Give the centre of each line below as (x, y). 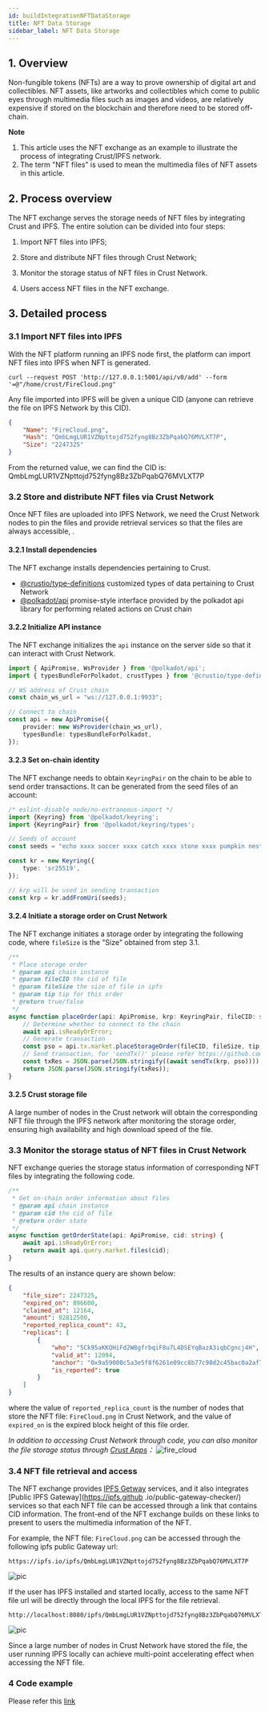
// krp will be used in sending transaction (84, 890)
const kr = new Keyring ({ (51, 861)
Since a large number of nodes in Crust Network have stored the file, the (128, 1646)
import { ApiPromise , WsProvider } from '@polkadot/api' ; (107, 668)
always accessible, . (41, 531)
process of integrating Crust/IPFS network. (90, 156)
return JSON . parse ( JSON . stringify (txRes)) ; (96, 1069)
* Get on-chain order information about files (91, 1199)
